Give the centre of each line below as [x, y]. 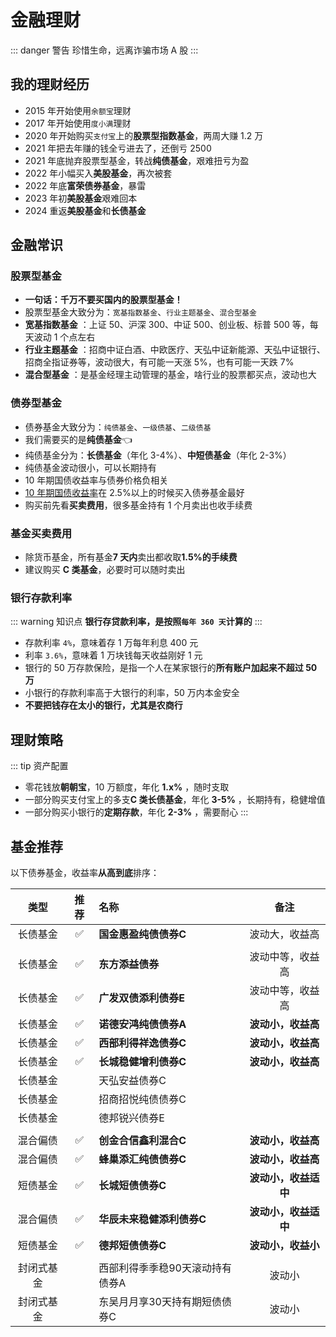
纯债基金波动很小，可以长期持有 [90, 467]
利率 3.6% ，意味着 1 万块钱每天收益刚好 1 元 [113, 655]
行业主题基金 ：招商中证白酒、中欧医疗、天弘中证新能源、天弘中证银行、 [175, 350]
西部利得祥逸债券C [142, 1043]
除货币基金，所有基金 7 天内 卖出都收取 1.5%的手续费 [131, 557]
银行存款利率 [41, 598]
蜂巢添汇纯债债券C [142, 1159]
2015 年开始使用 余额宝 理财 [78, 110]
